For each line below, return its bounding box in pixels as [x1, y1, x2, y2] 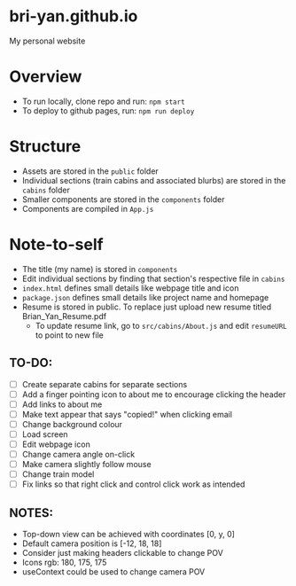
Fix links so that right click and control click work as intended [21, 479, 245, 489]
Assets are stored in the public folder [21, 166, 160, 176]
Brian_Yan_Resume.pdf [21, 310, 107, 321]
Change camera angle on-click [21, 449, 136, 459]
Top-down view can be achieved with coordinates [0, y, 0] [21, 529, 235, 540]
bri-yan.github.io [9, 6, 138, 27]
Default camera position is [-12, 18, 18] [21, 538, 162, 549]
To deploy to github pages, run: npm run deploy [21, 105, 195, 116]
